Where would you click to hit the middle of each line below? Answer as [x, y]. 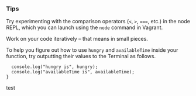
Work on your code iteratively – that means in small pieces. [77, 39]
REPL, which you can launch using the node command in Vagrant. [84, 27]
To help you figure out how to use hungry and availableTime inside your [92, 50]
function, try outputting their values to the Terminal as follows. [81, 56]
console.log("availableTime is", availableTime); [73, 72]
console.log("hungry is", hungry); [55, 67]
